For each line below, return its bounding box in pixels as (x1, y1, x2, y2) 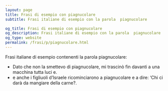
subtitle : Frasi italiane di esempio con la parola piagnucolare (5, 17, 147, 22)
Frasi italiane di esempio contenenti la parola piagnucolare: (5, 54, 127, 60)
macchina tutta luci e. (12, 69, 57, 75)
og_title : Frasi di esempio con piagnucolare (5, 26, 102, 31)
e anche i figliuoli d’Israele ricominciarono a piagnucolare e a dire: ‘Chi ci (12, 74, 163, 80)
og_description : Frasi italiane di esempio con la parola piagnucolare (5, 31, 161, 36)
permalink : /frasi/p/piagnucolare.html (5, 40, 89, 45)
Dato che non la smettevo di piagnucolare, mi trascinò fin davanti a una (12, 64, 160, 70)
